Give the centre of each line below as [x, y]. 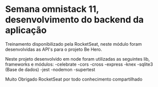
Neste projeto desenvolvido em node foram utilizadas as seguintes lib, [77, 59]
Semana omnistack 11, [52, 9]
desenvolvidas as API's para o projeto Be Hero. [54, 49]
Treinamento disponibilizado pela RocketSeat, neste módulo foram [73, 44]
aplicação [26, 30]
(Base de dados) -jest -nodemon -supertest [50, 69]
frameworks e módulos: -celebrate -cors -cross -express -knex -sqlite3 [79, 64]
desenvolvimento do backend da [74, 20]
